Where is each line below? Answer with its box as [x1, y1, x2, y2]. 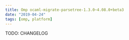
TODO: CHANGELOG [5, 30, 48, 36]
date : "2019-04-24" [5, 12, 46, 17]
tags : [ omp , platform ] [5, 16, 52, 21]
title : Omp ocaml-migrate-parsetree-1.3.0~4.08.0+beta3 [5, 7, 124, 12]
